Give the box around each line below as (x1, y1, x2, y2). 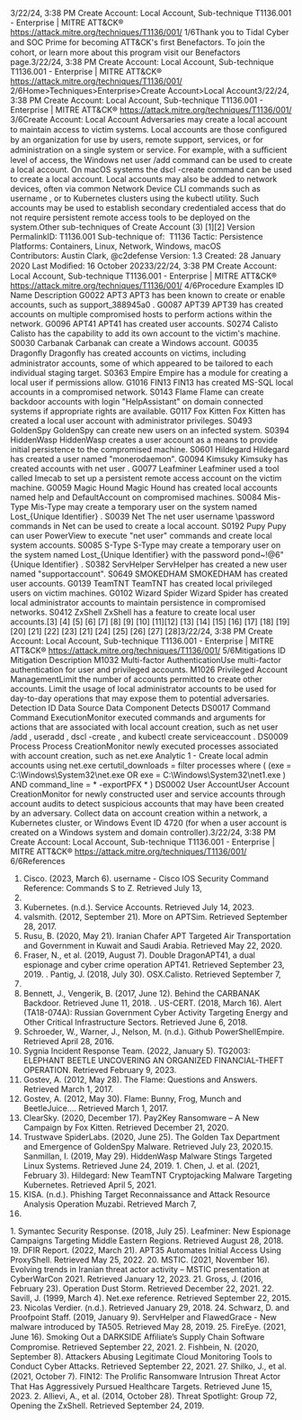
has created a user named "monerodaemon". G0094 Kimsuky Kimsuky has (10, 454, 289, 464)
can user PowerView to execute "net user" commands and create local (10, 531, 272, 541)
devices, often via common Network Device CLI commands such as (10, 184, 262, 194)
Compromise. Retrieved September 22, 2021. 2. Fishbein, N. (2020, (10, 1342, 259, 1352)
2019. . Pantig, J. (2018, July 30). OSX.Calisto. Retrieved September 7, (22, 969, 281, 979)
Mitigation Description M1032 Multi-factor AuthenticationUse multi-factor (10, 655, 281, 665)
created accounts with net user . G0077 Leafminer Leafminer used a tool (10, 463, 280, 474)
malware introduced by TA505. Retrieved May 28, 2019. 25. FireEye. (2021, (10, 1322, 287, 1332)
